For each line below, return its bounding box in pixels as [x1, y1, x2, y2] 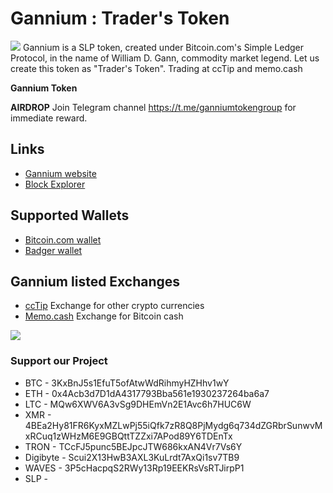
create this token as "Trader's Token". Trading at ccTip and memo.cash [10, 62, 303, 74]
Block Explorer [24, 178, 86, 190]
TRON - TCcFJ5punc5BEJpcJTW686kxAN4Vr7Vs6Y [24, 440, 243, 452]
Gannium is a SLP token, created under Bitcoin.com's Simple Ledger [22, 41, 304, 53]
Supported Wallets [10, 207, 130, 224]
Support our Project [10, 354, 108, 368]
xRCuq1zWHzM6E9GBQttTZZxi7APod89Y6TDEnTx [24, 430, 233, 442]
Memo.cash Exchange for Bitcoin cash [24, 310, 184, 322]
